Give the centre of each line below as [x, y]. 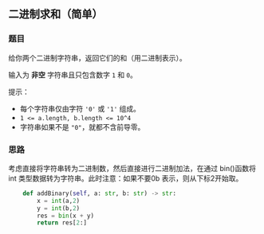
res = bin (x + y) [65, 216]
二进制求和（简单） [55, 14]
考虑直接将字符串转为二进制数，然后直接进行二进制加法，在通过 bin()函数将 [132, 168]
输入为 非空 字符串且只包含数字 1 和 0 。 [73, 75]
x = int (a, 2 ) [59, 201]
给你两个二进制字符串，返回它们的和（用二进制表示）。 [97, 57]
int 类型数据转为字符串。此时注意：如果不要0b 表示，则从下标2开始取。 [126, 178]
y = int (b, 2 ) [59, 208]
